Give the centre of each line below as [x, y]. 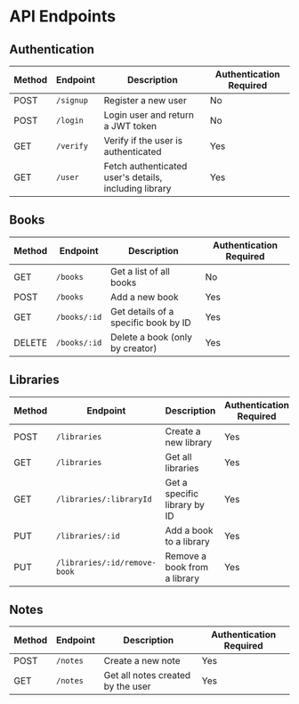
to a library [188, 541]
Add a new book [145, 297]
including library [137, 188]
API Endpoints [63, 16]
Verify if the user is [143, 140]
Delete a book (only [152, 337]
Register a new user [145, 100]
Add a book [189, 530]
